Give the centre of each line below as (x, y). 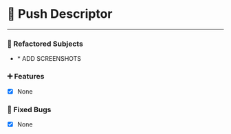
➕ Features (26, 77)
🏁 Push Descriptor (60, 14)
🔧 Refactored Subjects (45, 44)
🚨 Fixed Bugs (29, 109)
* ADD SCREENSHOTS (49, 59)
